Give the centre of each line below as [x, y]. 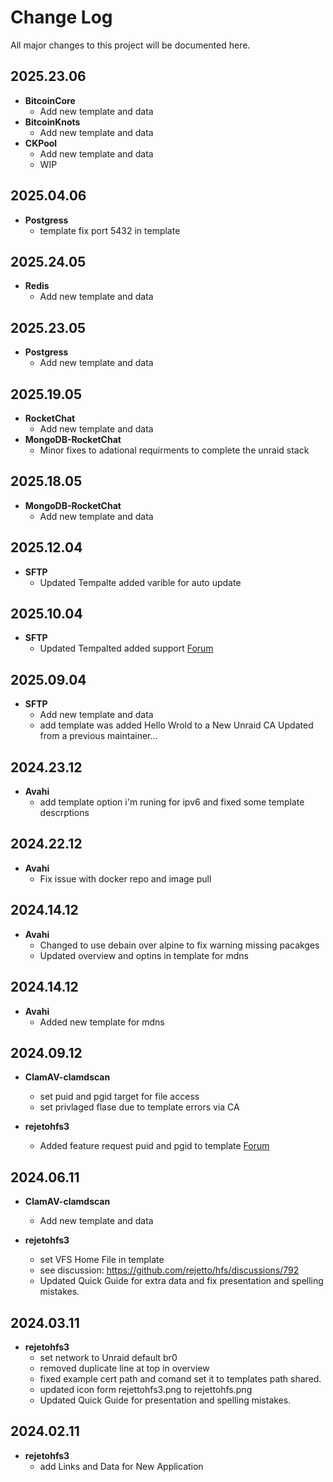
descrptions [64, 813]
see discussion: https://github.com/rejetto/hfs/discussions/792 [169, 1270]
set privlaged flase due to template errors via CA [139, 1107]
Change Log [61, 17]
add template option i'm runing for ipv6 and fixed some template [172, 802]
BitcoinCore [50, 100]
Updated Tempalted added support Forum [126, 648]
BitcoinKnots [52, 122]
